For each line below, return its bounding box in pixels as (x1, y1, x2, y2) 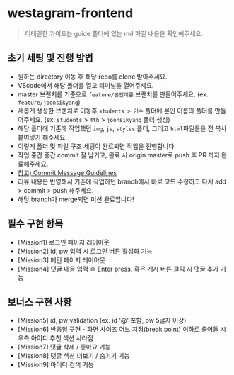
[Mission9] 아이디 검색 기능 (17, 360, 94, 369)
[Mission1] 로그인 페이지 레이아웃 (17, 237, 110, 246)
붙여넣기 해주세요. (17, 133, 67, 141)
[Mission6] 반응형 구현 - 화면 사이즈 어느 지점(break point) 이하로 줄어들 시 (17, 325, 226, 334)
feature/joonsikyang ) (17, 98, 81, 106)
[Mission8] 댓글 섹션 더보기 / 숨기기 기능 (17, 352, 130, 360)
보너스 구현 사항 (7, 296, 72, 308)
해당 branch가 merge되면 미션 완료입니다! (17, 195, 134, 203)
